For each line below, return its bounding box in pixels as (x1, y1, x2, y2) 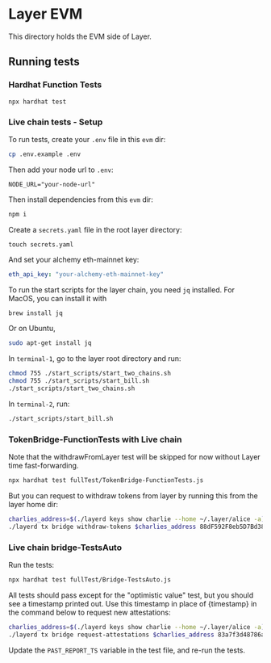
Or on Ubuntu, (8, 324, 56, 334)
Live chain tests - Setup (8, 116, 103, 128)
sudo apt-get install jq (8, 339, 92, 347)
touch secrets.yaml (8, 240, 74, 249)
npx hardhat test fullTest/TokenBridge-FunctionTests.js (8, 476, 204, 485)
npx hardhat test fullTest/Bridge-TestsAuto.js (8, 576, 172, 584)
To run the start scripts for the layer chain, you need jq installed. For (8, 284, 236, 295)
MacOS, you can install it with (8, 293, 107, 303)
